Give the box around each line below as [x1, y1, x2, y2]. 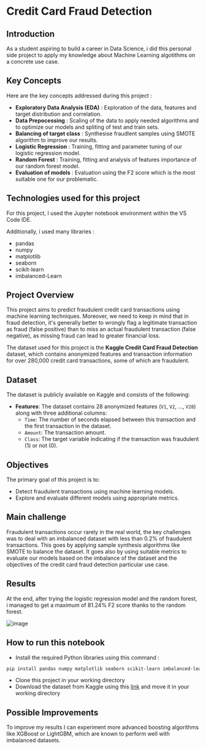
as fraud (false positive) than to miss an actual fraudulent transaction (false [6, 326, 196, 333]
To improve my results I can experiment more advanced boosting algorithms [6, 724, 199, 731]
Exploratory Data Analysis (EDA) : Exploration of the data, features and [15, 104, 197, 111]
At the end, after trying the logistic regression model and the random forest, [6, 595, 197, 602]
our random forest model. [15, 162, 80, 170]
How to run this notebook [6, 638, 105, 648]
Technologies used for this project [6, 193, 140, 203]
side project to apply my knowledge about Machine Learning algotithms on [6, 51, 196, 59]
